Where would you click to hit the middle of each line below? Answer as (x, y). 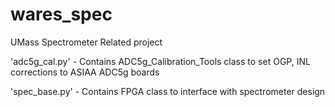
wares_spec (61, 14)
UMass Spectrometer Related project (86, 42)
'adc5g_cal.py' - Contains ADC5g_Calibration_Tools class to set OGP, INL (160, 61)
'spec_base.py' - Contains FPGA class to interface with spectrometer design (168, 91)
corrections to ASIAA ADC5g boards (85, 72)
